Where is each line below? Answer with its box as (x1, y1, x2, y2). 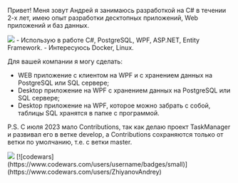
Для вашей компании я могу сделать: (7, 57, 123, 66)
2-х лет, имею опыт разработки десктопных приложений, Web (7, 14, 198, 22)
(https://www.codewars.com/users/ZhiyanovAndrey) (7, 167, 162, 176)
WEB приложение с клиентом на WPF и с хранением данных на (17, 71, 212, 79)
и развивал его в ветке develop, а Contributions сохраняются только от (7, 130, 224, 138)
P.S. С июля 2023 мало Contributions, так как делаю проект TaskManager (7, 122, 231, 131)
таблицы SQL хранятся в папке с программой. (17, 109, 160, 117)
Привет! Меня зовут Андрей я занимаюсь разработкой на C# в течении (7, 6, 227, 14)
